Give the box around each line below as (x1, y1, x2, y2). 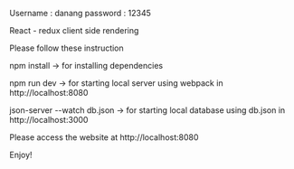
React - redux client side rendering (9, 25, 139, 35)
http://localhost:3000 (9, 115, 89, 125)
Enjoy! (9, 149, 33, 160)
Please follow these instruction (9, 42, 124, 53)
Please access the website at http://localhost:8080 (9, 132, 199, 143)
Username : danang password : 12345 (9, 8, 151, 18)
